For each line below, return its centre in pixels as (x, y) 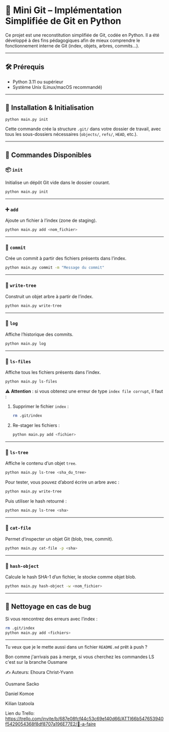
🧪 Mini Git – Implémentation (64, 10)
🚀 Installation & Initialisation (50, 108)
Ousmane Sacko (22, 684)
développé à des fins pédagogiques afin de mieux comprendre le (73, 40)
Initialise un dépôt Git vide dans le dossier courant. (58, 183)
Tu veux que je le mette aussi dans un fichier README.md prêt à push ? (76, 647)
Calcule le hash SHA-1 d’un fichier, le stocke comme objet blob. (71, 577)
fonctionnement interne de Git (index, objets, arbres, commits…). (72, 45)
